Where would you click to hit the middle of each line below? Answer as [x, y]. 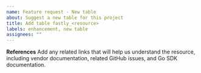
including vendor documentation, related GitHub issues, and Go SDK [92, 58]
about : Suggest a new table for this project [65, 18]
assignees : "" [24, 35]
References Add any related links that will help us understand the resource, [101, 52]
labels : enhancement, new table [47, 29]
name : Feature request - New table [51, 12]
